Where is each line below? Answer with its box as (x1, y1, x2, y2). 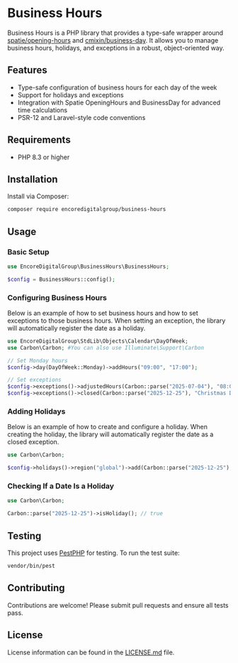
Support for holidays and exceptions (17, 90, 124, 99)
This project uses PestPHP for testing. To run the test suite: (7, 549, 180, 557)
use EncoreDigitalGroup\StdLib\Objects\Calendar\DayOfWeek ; (7, 338, 189, 345)
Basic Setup (7, 247, 50, 257)
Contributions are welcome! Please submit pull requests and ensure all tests (7, 600, 229, 609)
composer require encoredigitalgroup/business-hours (7, 206, 166, 213)
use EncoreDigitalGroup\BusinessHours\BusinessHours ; (7, 263, 170, 270)
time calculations (17, 105, 68, 114)
